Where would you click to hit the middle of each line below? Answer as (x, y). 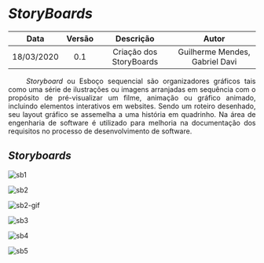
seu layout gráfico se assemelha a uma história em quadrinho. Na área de (132, 114)
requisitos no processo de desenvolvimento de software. (100, 131)
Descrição (135, 38)
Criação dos (135, 52)
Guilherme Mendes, (214, 52)
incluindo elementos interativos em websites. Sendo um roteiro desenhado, (132, 106)
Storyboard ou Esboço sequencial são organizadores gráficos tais (141, 81)
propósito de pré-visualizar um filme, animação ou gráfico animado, (132, 97)
